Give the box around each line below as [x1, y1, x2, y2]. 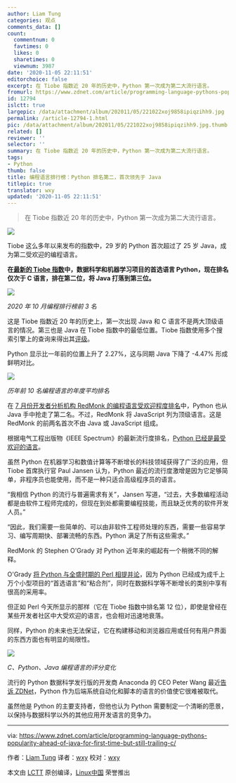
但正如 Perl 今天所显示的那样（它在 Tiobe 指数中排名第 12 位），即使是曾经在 [7, 602, 228, 611]
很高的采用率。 [7, 588, 51, 596]
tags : [7, 154, 23, 162]
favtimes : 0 [13, 43, 49, 50]
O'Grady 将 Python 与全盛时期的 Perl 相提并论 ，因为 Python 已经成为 [7, 570, 207, 578]
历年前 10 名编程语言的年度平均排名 [7, 387, 110, 395]
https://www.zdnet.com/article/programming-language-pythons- [19, 732, 207, 740]
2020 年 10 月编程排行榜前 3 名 [7, 302, 97, 311]
